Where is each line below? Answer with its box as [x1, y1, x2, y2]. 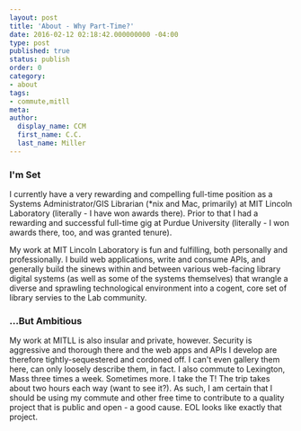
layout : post [9, 13, 58, 22]
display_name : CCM [17, 122, 87, 131]
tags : [9, 88, 30, 97]
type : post [9, 38, 50, 48]
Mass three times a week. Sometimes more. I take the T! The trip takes [9, 373, 270, 384]
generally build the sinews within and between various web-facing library [9, 264, 281, 274]
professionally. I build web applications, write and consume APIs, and [9, 254, 266, 265]
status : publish [9, 55, 70, 64]
